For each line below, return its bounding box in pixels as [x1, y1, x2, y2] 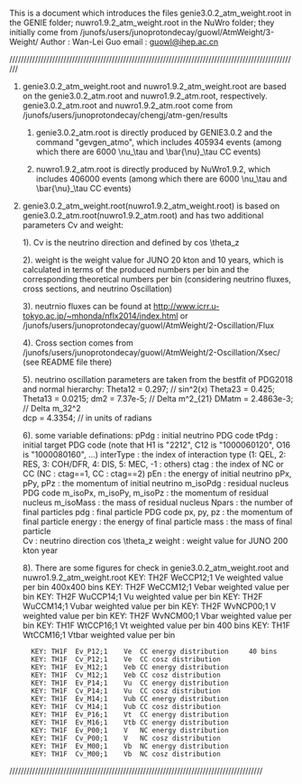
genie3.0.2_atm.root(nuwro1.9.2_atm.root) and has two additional [22, 210, 264, 220]
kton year [22, 545, 59, 556]
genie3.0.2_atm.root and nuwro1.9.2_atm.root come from [22, 100, 233, 111]
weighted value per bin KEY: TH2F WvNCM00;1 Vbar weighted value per [22, 611, 292, 621]
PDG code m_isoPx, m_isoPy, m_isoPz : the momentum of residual [22, 487, 269, 498]
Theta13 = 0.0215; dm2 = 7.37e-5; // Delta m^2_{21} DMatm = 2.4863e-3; [22, 393, 294, 404]
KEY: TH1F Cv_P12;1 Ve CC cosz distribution [31, 655, 221, 664]
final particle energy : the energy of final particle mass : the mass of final [22, 516, 293, 527]
